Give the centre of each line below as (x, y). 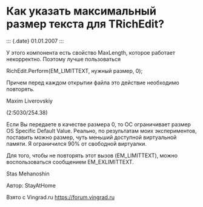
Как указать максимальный (81, 11)
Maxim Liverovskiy (30, 101)
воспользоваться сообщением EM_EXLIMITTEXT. (70, 161)
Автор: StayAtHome (31, 185)
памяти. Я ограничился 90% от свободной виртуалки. (77, 143)
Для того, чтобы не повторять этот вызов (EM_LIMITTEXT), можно (92, 155)
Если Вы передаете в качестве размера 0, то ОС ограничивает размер (98, 124)
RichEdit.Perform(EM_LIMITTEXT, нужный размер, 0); (75, 70)
